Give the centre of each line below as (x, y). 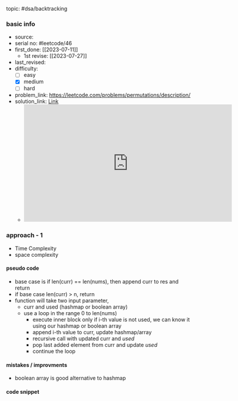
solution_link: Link (37, 101)
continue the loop (54, 351)
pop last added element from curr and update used (95, 344)
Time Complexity (36, 248)
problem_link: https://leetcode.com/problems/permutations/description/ (103, 95)
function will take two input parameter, (62, 300)
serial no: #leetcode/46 (43, 43)
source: (24, 37)
